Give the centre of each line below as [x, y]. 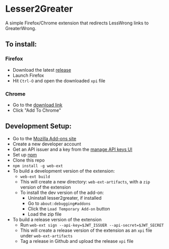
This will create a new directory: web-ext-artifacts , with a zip [85, 181]
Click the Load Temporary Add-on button [69, 208]
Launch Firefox [28, 75]
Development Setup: [39, 126]
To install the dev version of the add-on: [62, 192]
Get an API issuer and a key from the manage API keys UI [73, 149]
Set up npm [25, 154]
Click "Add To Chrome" [37, 110]
